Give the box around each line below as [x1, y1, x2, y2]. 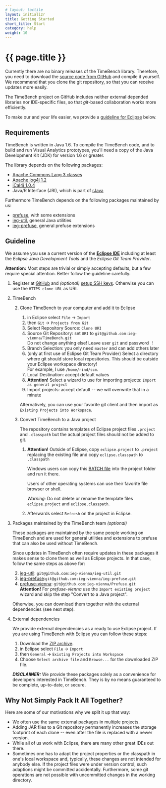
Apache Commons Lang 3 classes [12, 171, 83, 177]
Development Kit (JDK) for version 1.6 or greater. [5, 152, 105, 158]
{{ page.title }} [5, 52, 66, 63]
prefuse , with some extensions [12, 212, 75, 218]
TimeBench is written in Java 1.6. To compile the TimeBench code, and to [5, 141, 155, 147]
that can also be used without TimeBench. [12, 540, 99, 546]
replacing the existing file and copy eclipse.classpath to [27, 451, 143, 457]
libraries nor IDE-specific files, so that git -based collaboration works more [5, 99, 157, 105]
